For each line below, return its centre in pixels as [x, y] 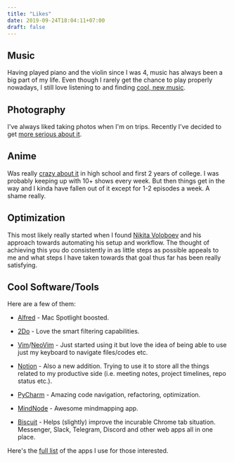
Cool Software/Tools [53, 287]
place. [26, 437]
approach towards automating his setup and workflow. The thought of [108, 242]
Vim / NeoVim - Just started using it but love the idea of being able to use [122, 345]
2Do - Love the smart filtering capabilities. [78, 332]
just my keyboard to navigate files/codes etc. [83, 353]
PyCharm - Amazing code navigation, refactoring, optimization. [109, 395]
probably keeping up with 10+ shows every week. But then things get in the [116, 181]
